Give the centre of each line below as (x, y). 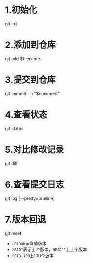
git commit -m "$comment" (32, 93)
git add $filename (23, 58)
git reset (13, 233)
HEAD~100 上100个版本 (33, 255)
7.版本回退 (25, 219)
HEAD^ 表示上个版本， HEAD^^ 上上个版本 (49, 249)
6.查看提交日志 (35, 184)
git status (14, 128)
